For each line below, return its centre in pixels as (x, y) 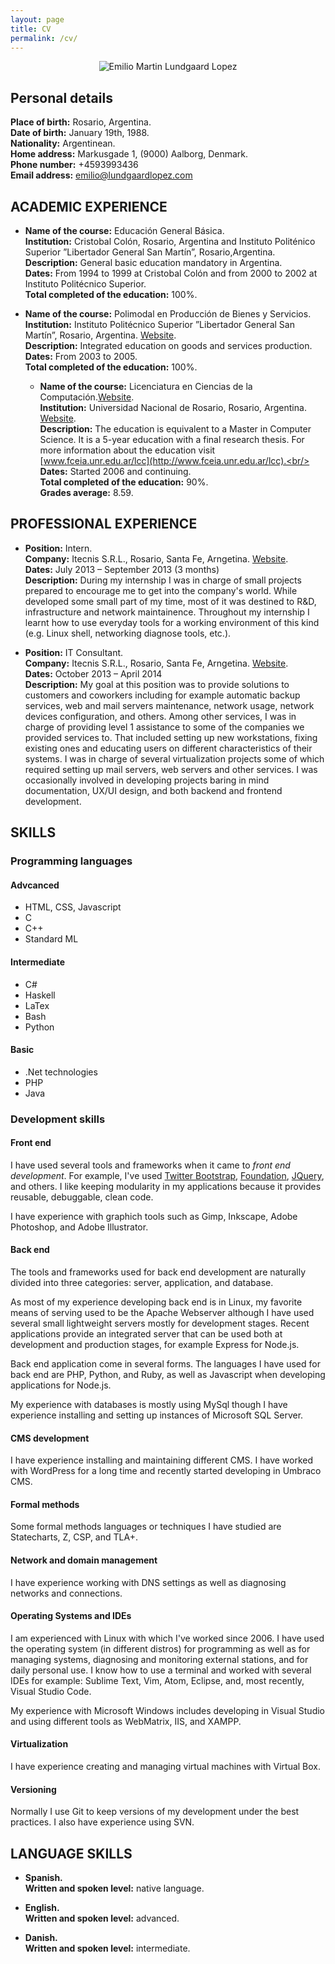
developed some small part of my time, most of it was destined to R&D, (170, 601)
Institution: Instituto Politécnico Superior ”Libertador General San (159, 324)
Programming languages (71, 861)
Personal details (61, 97)
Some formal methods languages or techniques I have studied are (146, 1527)
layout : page (37, 19)
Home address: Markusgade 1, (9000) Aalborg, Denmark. (129, 154)
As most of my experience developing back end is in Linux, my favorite (156, 1302)
